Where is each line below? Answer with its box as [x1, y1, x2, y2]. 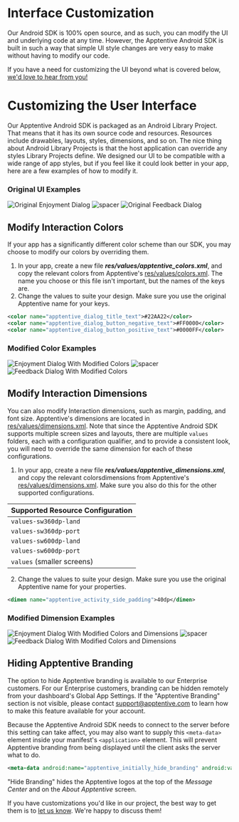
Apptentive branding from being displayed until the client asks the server [7, 743, 221, 751]
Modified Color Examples [7, 343, 97, 353]
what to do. [7, 750, 41, 759]
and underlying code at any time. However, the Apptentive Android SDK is [7, 36, 224, 44]
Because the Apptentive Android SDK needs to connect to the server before [7, 720, 230, 729]
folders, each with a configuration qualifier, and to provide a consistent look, [7, 437, 231, 445]
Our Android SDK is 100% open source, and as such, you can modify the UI [7, 28, 228, 37]
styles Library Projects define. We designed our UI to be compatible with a [7, 151, 225, 160]
